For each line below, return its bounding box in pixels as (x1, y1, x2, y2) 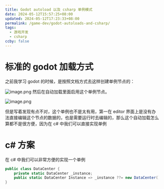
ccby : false (5, 39, 29, 44)
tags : (5, 25, 16, 30)
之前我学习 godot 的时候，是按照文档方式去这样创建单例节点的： (5, 78, 135, 84)
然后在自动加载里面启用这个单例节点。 (32, 89, 110, 94)
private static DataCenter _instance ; (14, 171, 93, 176)
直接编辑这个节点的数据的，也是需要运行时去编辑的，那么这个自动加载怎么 (9, 114, 159, 120)
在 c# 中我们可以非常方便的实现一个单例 (5, 156, 85, 162)
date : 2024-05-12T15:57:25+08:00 (5, 12, 73, 17)
